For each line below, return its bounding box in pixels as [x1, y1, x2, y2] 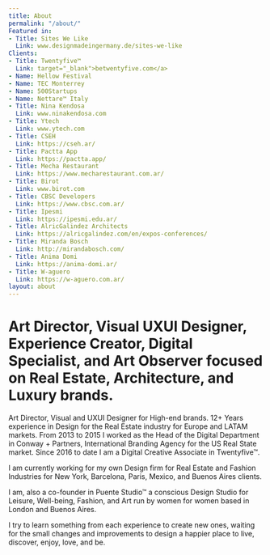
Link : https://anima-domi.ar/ [15, 260, 117, 268]
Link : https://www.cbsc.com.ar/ [15, 200, 125, 208]
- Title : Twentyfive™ [8, 57, 82, 66]
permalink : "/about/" [8, 19, 82, 28]
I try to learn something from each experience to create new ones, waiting [8, 520, 255, 530]
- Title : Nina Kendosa [8, 102, 85, 110]
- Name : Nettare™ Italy [8, 95, 89, 103]
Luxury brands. [8, 386, 114, 405]
